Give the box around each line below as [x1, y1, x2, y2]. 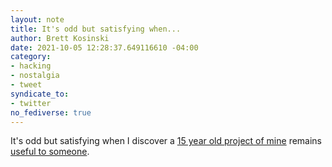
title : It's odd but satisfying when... [10, 24, 182, 34]
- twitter [10, 98, 52, 108]
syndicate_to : [10, 89, 70, 99]
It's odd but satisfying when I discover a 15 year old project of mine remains [10, 135, 323, 147]
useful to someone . [10, 146, 90, 158]
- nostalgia [10, 71, 60, 81]
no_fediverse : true [10, 107, 92, 118]
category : [10, 52, 52, 62]
